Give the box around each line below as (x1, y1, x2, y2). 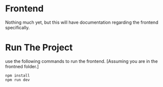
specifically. (5, 24, 30, 30)
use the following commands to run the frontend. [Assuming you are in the (5, 58, 158, 64)
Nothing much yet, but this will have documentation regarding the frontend (5, 19, 159, 25)
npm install (5, 73, 30, 78)
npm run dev (5, 77, 30, 82)
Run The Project (5, 42, 73, 53)
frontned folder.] (5, 63, 39, 69)
